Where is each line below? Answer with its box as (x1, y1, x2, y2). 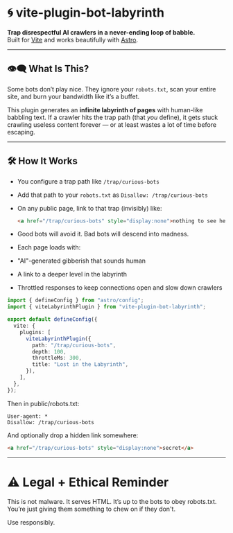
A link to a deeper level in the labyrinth (17, 270, 127, 279)
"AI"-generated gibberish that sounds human (17, 256, 146, 265)
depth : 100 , (32, 348, 67, 355)
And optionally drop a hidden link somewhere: (7, 431, 139, 439)
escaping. (7, 128, 36, 136)
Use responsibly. (7, 518, 55, 526)
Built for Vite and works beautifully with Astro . (7, 35, 139, 44)
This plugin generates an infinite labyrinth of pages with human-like (7, 105, 203, 114)
